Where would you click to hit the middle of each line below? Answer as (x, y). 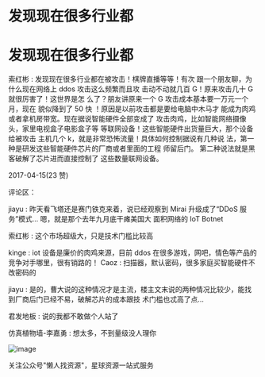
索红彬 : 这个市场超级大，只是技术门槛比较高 (81, 236)
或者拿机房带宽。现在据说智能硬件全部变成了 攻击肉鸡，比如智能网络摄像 (127, 119)
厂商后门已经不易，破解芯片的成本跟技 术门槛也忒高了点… (109, 299)
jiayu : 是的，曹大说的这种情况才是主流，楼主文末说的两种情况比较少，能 (127, 290)
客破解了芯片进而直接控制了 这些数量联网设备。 (86, 159)
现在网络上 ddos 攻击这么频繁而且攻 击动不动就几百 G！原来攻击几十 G (138, 89)
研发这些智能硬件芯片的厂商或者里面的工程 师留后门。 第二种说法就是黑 (138, 148)
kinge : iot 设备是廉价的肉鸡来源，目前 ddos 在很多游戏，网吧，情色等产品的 (133, 253)
